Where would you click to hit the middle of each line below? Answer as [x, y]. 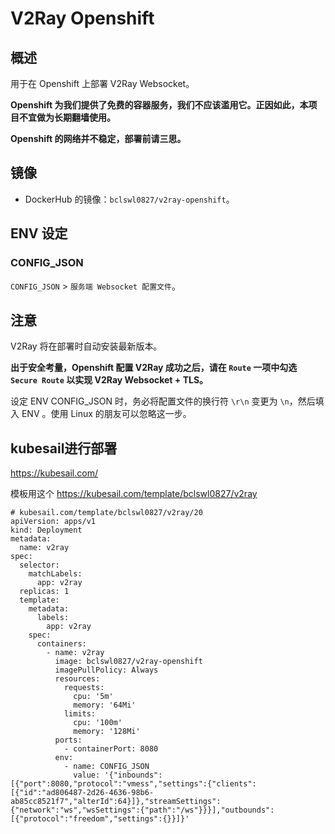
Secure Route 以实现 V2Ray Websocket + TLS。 [109, 380]
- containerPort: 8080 [111, 749]
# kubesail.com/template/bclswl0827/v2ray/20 [106, 513]
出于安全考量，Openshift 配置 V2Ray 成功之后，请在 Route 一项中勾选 [154, 368]
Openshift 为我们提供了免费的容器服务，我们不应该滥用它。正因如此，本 [159, 105]
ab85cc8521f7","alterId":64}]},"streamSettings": [116, 802]
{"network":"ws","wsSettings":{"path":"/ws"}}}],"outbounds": [142, 810]
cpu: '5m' [93, 697]
